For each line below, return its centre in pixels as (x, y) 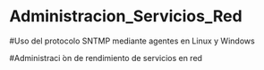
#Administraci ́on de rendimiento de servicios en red (106, 58)
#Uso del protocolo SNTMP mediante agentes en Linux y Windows (132, 41)
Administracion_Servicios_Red (126, 16)
